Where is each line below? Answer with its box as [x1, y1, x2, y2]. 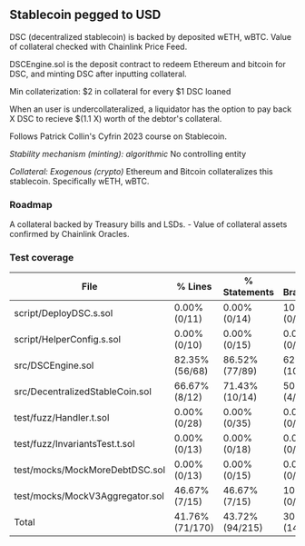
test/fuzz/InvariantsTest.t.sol [14, 438, 135, 451]
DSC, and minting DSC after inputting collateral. [9, 68, 188, 79]
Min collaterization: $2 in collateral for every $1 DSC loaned [9, 85, 231, 96]
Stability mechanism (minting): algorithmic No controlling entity [9, 148, 247, 159]
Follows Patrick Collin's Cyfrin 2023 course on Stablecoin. [9, 131, 227, 142]
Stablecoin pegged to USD [9, 7, 162, 23]
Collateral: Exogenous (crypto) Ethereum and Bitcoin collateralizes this [9, 165, 274, 176]
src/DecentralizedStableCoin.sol [14, 385, 152, 398]
